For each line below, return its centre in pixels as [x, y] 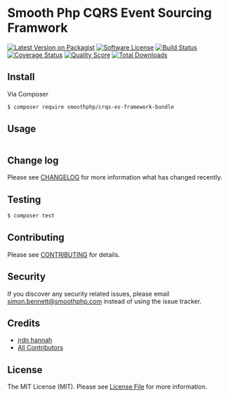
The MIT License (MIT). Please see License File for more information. [107, 387]
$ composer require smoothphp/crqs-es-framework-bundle [91, 107]
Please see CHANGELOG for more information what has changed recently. [115, 177]
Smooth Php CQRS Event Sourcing [110, 13]
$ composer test [31, 216]
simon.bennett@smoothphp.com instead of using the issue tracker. [104, 301]
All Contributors [40, 348]
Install [21, 77]
